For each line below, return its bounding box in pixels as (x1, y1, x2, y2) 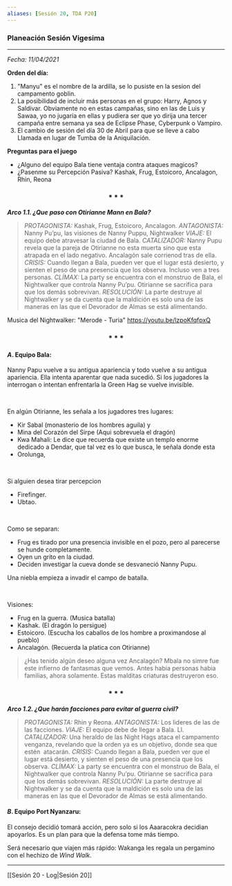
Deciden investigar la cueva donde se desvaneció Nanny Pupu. (17, 560, 197, 569)
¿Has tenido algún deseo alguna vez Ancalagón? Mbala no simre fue (23, 657, 220, 665)
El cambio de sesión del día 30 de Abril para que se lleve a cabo (17, 126, 200, 134)
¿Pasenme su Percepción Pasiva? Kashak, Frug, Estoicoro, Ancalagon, (17, 168, 218, 176)
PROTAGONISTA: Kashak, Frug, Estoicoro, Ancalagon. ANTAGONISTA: (23, 222, 224, 230)
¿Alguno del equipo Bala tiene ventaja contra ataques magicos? (17, 160, 198, 168)
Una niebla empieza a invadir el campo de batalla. (7, 574, 149, 582)
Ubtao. (17, 498, 37, 506)
